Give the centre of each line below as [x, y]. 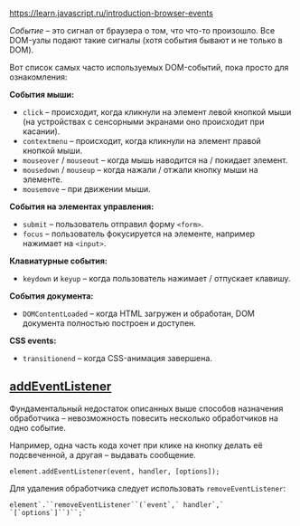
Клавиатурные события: [59, 261]
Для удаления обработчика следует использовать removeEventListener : [148, 488]
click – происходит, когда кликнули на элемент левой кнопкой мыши [157, 112]
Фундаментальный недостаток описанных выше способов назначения [146, 408]
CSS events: [33, 340]
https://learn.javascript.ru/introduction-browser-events [112, 13]
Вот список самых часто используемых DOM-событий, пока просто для [149, 67]
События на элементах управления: [82, 206]
